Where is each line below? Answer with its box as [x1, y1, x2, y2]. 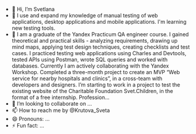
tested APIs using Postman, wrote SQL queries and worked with [11, 56, 168, 63]
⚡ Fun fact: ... [11, 122, 44, 129]
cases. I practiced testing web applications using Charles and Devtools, [11, 50, 187, 56]
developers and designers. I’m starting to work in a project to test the [11, 81, 181, 88]
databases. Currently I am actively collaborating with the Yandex [11, 62, 169, 69]
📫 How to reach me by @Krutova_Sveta [11, 107, 110, 114]
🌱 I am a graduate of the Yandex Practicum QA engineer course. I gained [11, 31, 189, 38]
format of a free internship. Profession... [11, 94, 110, 101]
